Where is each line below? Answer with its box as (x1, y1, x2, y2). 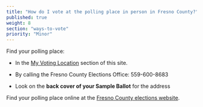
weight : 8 (6, 20, 31, 26)
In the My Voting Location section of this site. (14, 60, 128, 67)
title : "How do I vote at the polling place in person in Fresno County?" (6, 8, 199, 15)
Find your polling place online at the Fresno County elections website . (6, 94, 180, 102)
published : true (6, 14, 47, 20)
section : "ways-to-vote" (6, 25, 69, 32)
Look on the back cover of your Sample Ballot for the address (14, 82, 170, 90)
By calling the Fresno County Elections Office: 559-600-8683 (14, 71, 169, 78)
